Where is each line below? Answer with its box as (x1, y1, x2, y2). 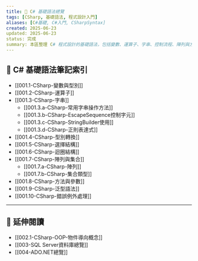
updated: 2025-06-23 (6, 31, 57, 37)
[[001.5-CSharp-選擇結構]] (14, 141, 80, 148)
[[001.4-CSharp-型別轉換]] (14, 133, 80, 141)
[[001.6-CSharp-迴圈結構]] (14, 148, 80, 155)
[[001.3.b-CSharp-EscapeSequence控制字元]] (23, 111, 136, 118)
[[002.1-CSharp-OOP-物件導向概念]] (14, 234, 103, 241)
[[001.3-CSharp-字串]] (14, 96, 70, 103)
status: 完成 (6, 36, 37, 42)
